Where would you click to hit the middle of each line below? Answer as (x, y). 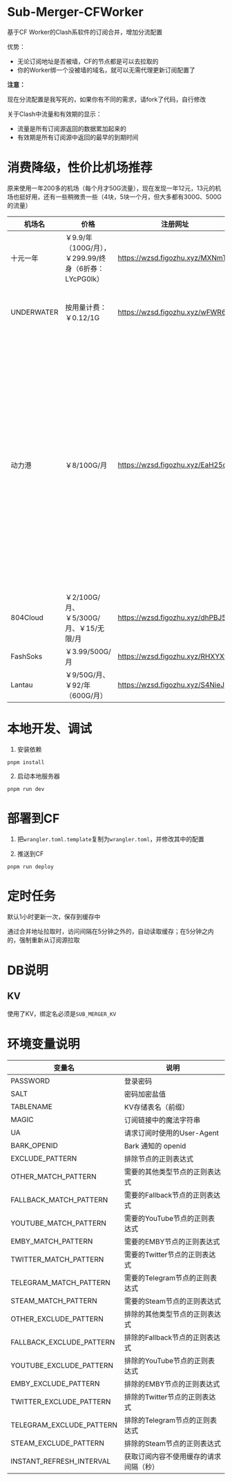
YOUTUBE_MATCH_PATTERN (59, 1223)
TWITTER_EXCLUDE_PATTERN (61, 1402)
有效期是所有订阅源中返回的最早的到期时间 (78, 137)
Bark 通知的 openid (155, 1146)
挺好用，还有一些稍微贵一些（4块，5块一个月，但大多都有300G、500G (120, 197)
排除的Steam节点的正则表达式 (172, 1443)
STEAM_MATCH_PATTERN (54, 1300)
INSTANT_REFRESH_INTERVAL (61, 1461)
